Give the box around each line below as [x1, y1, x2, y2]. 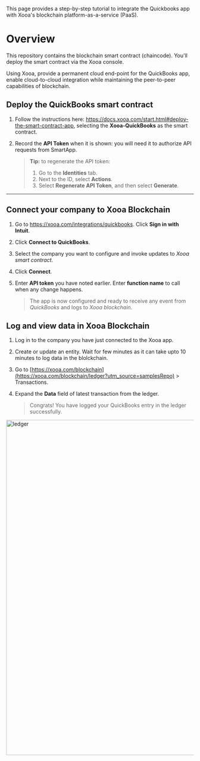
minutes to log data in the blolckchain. [14, 355, 108, 362]
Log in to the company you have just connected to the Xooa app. [14, 337, 174, 344]
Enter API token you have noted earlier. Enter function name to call [14, 279, 180, 287]
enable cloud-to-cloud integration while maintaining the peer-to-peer [6, 76, 176, 83]
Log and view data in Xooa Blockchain [6, 321, 150, 331]
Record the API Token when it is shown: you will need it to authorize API [14, 139, 192, 147]
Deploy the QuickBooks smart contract [6, 100, 154, 110]
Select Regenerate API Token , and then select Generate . [38, 182, 179, 189]
